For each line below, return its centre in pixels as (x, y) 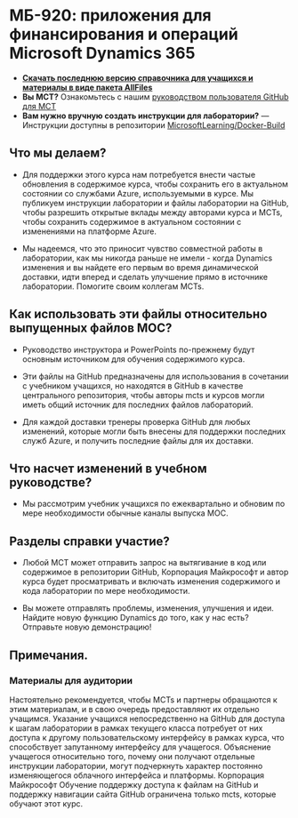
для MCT (39, 106)
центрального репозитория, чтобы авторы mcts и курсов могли (143, 395)
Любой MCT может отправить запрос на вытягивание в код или (144, 563)
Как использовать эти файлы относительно (138, 314)
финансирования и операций (124, 34)
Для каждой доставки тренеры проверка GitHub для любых (136, 421)
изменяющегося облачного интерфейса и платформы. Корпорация (137, 775)
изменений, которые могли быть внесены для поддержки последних (154, 431)
